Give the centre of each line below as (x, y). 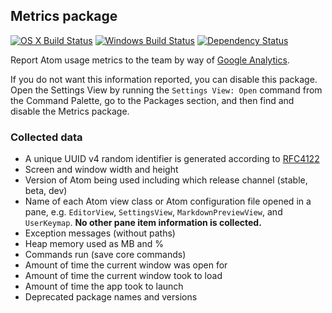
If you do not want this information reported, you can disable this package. (164, 79)
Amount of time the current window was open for (126, 265)
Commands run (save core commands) (105, 255)
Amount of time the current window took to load (123, 276)
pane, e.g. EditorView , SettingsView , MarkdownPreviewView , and (153, 212)
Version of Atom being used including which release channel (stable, (166, 180)
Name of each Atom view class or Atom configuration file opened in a (168, 201)
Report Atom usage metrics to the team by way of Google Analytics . (150, 60)
